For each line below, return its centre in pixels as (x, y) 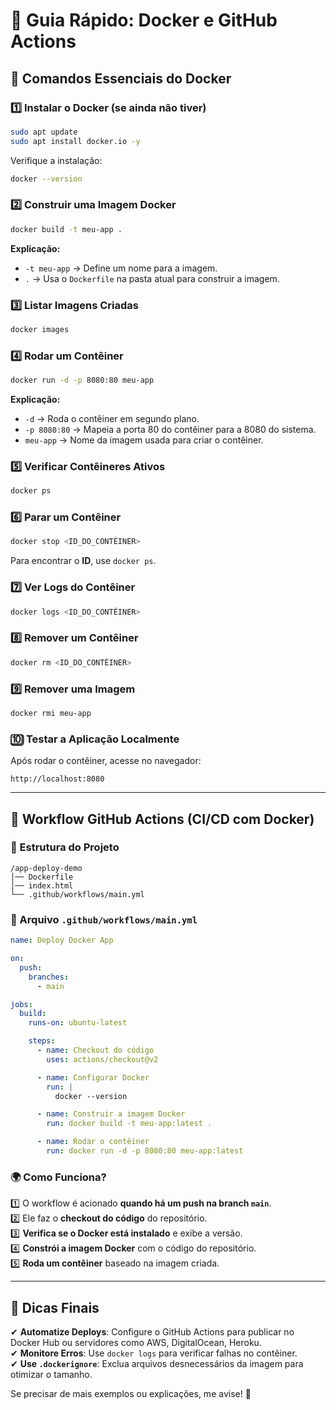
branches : (49, 977)
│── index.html (42, 885)
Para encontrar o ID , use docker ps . (83, 561)
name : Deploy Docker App (62, 940)
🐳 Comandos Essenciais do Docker (121, 78)
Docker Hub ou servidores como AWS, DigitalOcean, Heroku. (136, 1343)
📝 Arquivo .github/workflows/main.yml (104, 919)
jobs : (21, 1004)
